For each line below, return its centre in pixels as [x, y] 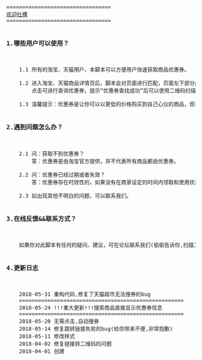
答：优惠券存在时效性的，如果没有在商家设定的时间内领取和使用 [111, 182]
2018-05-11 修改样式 [47, 337]
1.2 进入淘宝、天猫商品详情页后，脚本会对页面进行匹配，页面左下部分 [107, 83]
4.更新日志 [23, 268]
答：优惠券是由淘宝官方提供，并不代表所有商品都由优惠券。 [105, 161]
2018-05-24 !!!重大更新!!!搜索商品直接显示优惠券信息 [91, 308]
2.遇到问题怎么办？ [35, 127]
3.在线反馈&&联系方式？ [41, 219]
